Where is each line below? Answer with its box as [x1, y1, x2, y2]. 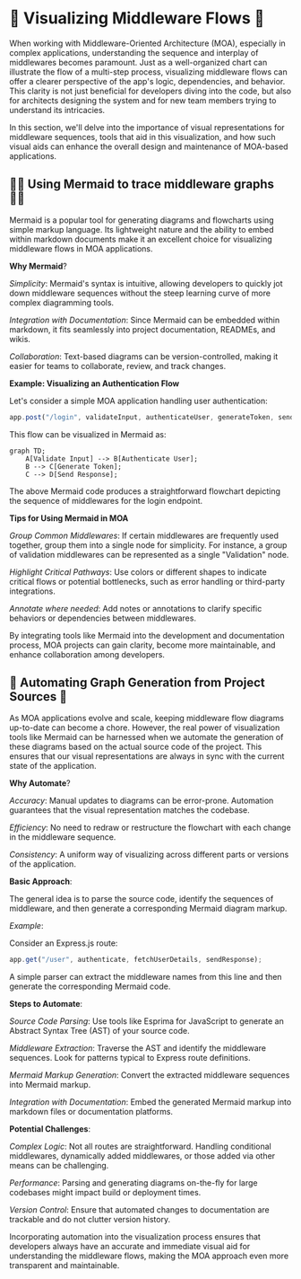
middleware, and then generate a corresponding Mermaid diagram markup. [9, 903, 288, 914]
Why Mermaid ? [9, 260, 67, 271]
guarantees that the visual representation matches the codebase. [9, 805, 250, 816]
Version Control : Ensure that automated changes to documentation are [9, 1204, 271, 1215]
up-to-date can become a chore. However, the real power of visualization [9, 722, 280, 733]
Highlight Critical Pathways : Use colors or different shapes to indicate [9, 566, 267, 578]
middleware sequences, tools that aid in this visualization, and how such [9, 131, 276, 142]
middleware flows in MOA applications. [9, 243, 153, 254]
